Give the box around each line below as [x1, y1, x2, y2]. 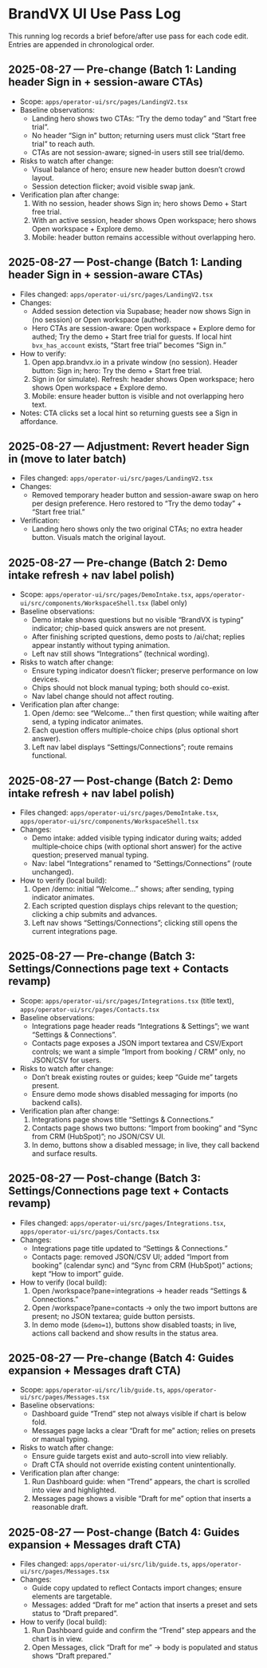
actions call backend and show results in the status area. [31, 1328, 218, 1338]
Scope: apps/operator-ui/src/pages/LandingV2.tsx [19, 97, 189, 106]
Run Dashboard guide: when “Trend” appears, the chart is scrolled [31, 1477, 250, 1487]
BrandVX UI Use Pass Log [8, 5, 182, 23]
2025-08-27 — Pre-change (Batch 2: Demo [8, 556, 228, 570]
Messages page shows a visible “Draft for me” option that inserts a [31, 1494, 252, 1503]
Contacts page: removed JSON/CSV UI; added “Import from [31, 1252, 230, 1261]
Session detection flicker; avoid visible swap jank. [31, 181, 195, 191]
